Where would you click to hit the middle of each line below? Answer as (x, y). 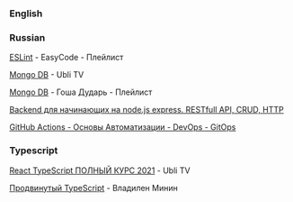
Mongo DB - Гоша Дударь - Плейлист (81, 92)
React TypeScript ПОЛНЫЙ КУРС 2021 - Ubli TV (100, 170)
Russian (27, 37)
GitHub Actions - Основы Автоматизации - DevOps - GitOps (123, 127)
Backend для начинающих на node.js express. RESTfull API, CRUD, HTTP (147, 110)
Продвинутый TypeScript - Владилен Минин (93, 188)
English (26, 14)
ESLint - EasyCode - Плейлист (67, 58)
